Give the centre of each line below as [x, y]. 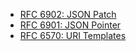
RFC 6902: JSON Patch [68, 14]
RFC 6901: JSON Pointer [70, 25]
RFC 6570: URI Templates [73, 35]
